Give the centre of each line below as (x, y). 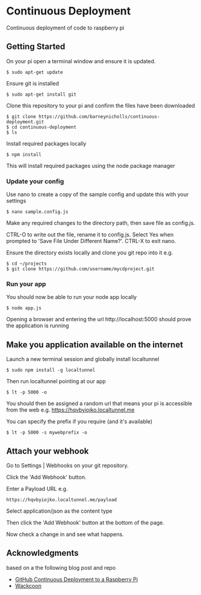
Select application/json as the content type (59, 511)
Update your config (35, 181)
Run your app (26, 284)
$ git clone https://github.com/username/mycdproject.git (80, 269)
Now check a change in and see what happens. (65, 534)
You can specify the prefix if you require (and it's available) (79, 422)
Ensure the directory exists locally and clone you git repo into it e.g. (90, 253)
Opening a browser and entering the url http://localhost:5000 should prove (99, 319)
